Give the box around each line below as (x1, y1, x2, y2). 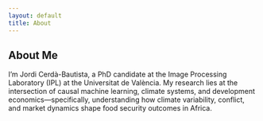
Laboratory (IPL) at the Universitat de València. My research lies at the (8, 78, 238, 88)
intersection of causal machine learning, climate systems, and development (8, 87, 256, 96)
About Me (8, 49, 58, 62)
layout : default (8, 11, 62, 20)
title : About (8, 19, 52, 27)
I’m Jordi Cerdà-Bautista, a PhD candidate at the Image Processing (8, 69, 227, 80)
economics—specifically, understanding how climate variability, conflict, (8, 95, 245, 104)
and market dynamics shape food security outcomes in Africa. (8, 103, 213, 113)
